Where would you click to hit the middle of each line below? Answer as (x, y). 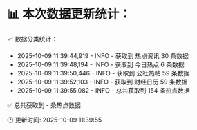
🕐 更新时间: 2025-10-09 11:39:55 (55, 120)
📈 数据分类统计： (32, 39)
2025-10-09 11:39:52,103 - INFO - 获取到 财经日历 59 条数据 (102, 82)
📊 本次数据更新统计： (69, 14)
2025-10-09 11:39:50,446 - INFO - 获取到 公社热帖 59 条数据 (103, 73)
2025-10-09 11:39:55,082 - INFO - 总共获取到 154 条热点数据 (103, 90)
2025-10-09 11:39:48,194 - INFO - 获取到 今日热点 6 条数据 (101, 64)
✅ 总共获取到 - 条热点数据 (44, 105)
